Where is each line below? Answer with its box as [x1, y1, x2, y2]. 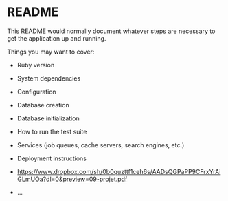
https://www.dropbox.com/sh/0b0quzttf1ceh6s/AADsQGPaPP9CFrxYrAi [16, 167, 221, 176]
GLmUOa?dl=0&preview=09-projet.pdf [16, 175, 128, 183]
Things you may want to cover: [7, 47, 95, 56]
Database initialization [16, 114, 80, 123]
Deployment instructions [16, 154, 87, 162]
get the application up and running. [7, 34, 106, 42]
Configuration [16, 87, 56, 96]
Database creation [16, 100, 70, 109]
